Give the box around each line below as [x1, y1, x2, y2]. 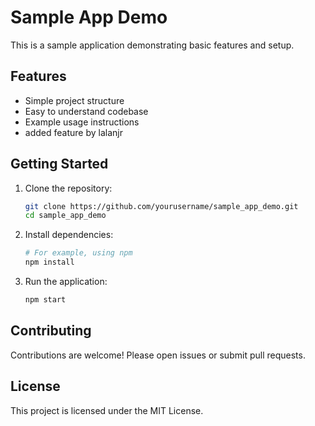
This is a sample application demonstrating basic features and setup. [10, 39, 295, 51]
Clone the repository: [24, 182, 113, 194]
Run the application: [24, 276, 108, 288]
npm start [24, 295, 67, 305]
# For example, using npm [24, 248, 133, 258]
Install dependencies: [24, 229, 114, 241]
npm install [24, 257, 75, 268]
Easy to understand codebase [24, 105, 149, 117]
